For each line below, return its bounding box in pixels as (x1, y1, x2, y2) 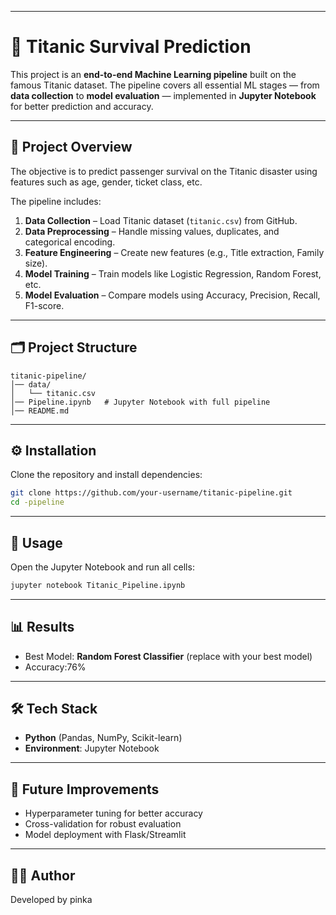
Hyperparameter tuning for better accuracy (24, 807, 203, 820)
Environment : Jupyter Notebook (24, 742, 160, 755)
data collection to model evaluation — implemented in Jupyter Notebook (10, 89, 317, 101)
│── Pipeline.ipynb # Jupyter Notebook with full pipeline (10, 397, 271, 407)
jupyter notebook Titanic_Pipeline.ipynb (10, 580, 186, 590)
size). (24, 257, 48, 269)
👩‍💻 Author (10, 867, 76, 884)
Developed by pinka (10, 894, 93, 906)
